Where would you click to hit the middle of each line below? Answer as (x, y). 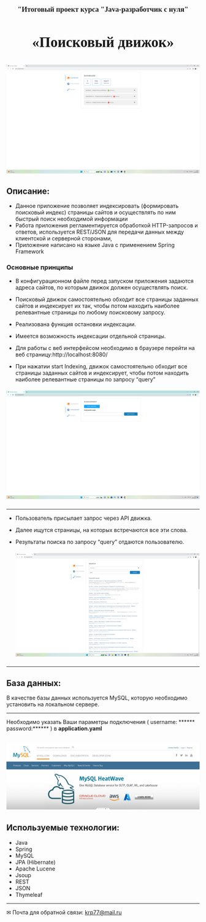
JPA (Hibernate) (36, 862)
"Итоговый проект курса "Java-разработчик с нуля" (103, 10)
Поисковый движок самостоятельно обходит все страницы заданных (107, 299)
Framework (29, 251)
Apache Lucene (35, 869)
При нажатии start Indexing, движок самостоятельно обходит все (101, 366)
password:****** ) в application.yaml (54, 729)
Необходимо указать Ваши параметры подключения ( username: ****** (101, 722)
